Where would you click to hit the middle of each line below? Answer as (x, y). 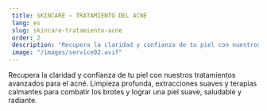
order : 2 (26, 38)
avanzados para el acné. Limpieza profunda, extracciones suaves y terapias (133, 83)
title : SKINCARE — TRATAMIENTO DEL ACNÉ (79, 15)
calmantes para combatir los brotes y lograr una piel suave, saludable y (125, 92)
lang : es (26, 23)
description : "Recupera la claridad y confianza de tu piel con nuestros (136, 45)
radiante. (23, 100)
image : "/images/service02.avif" (67, 52)
